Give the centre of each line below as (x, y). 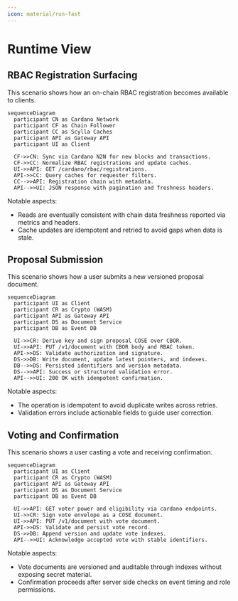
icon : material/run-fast (44, 14)
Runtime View (49, 49)
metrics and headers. (49, 222)
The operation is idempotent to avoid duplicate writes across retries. (118, 405)
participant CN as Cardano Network (66, 119)
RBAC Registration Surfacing (72, 75)
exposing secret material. (55, 575)
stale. (26, 237)
